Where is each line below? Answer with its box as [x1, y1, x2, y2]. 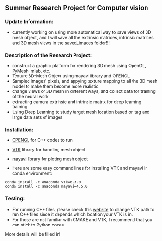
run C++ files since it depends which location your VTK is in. [12, 211, 133, 217]
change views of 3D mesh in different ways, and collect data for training [12, 88, 156, 94]
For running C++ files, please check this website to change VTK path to [12, 206, 155, 212]
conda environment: [12, 170, 52, 176]
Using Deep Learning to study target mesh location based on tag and [12, 109, 150, 115]
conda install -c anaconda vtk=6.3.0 [5, 180, 81, 185]
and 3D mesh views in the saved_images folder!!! [12, 40, 110, 45]
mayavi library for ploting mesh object [12, 156, 88, 162]
